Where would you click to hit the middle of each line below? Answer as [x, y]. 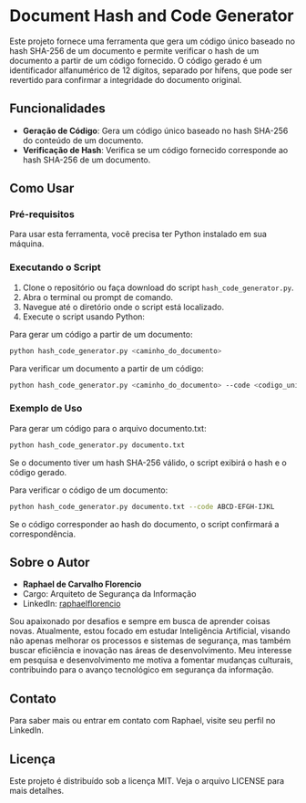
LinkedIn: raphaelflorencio [71, 604]
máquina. [27, 244]
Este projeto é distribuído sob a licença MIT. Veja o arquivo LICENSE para [147, 780]
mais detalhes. [37, 790]
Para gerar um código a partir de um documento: [101, 334]
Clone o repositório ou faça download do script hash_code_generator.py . [158, 287]
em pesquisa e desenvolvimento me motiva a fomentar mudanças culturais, [151, 660]
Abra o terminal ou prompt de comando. [98, 297]
